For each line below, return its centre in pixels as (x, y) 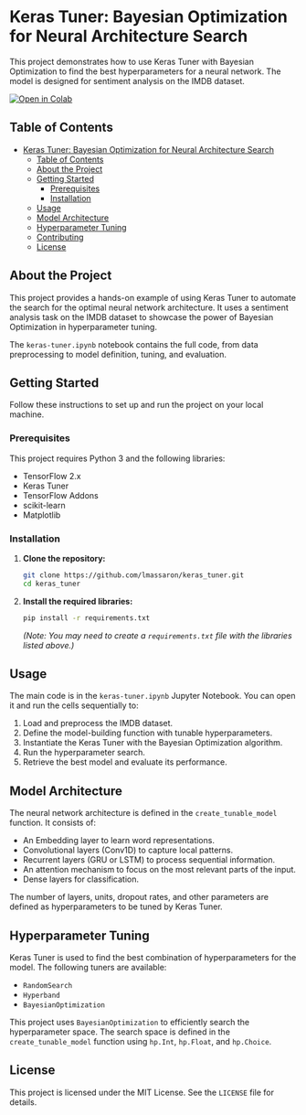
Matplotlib (42, 515)
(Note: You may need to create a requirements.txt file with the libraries (157, 635)
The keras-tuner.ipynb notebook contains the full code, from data (134, 344)
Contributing (60, 237)
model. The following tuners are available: (88, 968)
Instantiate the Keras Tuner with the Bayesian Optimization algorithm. (153, 743)
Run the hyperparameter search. (84, 753)
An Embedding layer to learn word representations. (118, 841)
